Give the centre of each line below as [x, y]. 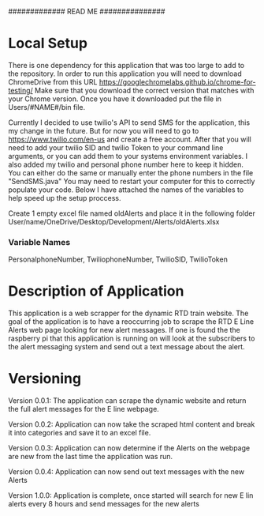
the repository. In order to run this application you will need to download [125, 73]
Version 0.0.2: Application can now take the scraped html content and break [132, 424]
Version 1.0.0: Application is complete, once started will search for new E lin [131, 495]
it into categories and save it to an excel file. [80, 433]
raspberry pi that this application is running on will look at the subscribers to [132, 338]
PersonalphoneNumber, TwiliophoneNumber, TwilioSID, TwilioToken [118, 259]
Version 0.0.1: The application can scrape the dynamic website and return [127, 401]
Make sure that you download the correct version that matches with [144, 90]
